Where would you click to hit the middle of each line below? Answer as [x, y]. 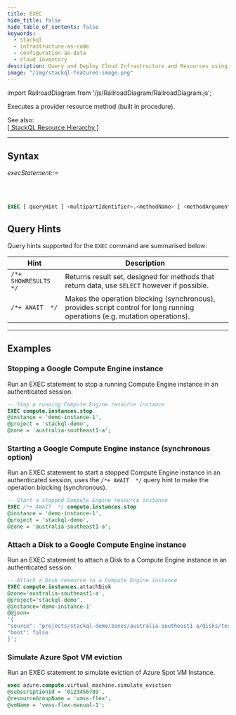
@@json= [19, 613]
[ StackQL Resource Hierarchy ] [53, 127]
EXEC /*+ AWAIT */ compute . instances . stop [72, 507]
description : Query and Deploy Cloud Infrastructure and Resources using [118, 66]
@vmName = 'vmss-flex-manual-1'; [56, 705]
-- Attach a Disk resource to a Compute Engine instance [92, 581]
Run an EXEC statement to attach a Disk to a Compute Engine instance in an [117, 560]
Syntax [23, 156]
